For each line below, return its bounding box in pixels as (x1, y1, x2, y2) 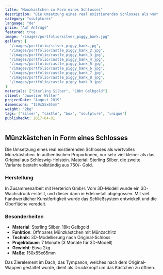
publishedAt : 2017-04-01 (5, 115, 55, 121)
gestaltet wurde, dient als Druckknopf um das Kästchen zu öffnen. (22, 265, 156, 271)
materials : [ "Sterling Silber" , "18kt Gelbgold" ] (5, 89, 108, 93)
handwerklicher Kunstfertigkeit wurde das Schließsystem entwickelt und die (5, 196, 157, 202)
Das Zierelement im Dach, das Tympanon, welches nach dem (5, 259, 128, 265)
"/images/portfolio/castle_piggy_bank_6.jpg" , (9, 66, 105, 71)
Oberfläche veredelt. (5, 201, 47, 207)
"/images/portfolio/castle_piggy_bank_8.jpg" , (9, 75, 105, 80)
